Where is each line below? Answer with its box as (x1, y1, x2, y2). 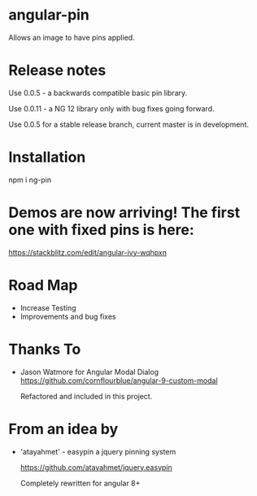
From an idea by (8, 420, 119, 438)
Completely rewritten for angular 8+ (20, 478, 141, 488)
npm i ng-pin (8, 175, 51, 185)
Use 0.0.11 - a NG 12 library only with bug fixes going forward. (8, 103, 215, 113)
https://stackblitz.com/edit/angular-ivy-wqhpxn (8, 247, 167, 257)
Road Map (8, 276, 79, 294)
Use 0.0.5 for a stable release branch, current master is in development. (8, 120, 250, 129)
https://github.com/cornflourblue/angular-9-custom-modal (20, 376, 218, 385)
